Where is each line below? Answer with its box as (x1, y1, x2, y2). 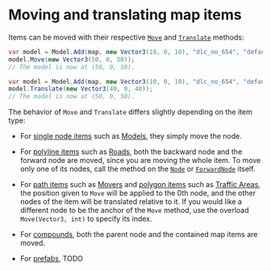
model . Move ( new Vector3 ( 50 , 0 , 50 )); (8, 55, 135, 64)
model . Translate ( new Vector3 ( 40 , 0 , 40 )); (8, 85, 153, 94)
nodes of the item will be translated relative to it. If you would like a (19, 197, 242, 206)
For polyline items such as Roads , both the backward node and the (19, 147, 243, 156)
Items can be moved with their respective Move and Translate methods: (8, 32, 244, 42)
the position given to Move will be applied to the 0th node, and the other (19, 188, 256, 198)
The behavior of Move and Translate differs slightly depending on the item (8, 107, 252, 117)
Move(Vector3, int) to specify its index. (19, 214, 152, 223)
